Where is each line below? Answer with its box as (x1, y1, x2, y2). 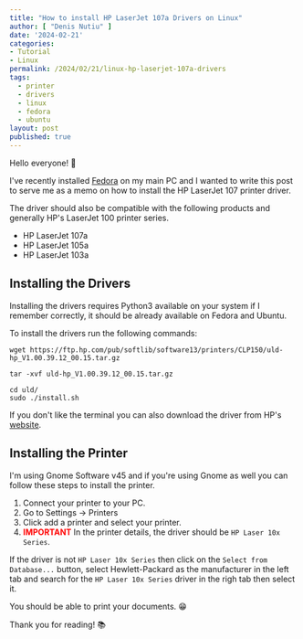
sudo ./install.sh (9, 393, 79, 402)
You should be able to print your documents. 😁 (9, 601, 187, 612)
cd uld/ (9, 385, 39, 394)
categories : (9, 38, 55, 48)
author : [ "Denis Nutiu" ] (9, 22, 112, 31)
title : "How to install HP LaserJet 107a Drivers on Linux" (9, 13, 244, 23)
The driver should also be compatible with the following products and (9, 202, 271, 213)
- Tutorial (9, 48, 51, 57)
